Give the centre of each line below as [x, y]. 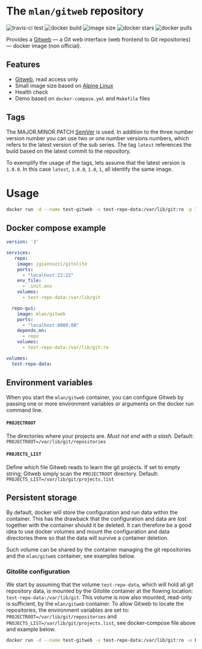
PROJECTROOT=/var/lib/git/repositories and [62, 617]
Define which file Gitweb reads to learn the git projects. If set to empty [93, 467]
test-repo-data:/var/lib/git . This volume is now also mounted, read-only [99, 597]
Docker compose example [56, 228]
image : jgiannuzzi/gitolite [52, 264]
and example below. [31, 629]
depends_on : [32, 331]
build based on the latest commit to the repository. [69, 151]
